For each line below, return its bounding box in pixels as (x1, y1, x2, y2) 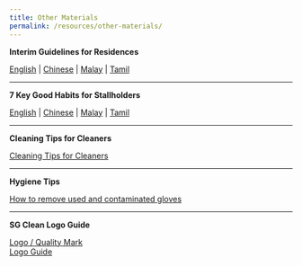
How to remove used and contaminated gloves (9, 193, 182, 204)
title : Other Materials (9, 13, 99, 22)
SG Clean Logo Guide (9, 219, 91, 230)
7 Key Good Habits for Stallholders (9, 89, 141, 100)
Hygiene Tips (9, 176, 60, 187)
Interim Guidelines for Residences (9, 46, 139, 57)
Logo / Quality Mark (9, 236, 84, 247)
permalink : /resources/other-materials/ (9, 22, 164, 31)
